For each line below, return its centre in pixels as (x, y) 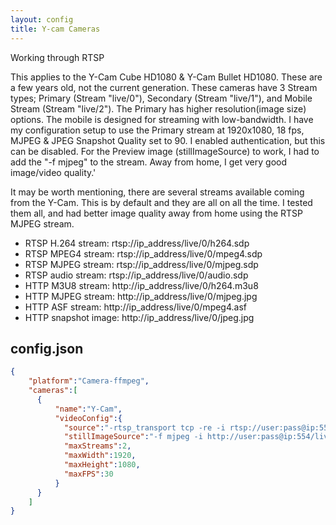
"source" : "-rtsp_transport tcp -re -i (144, 427)
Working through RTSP (57, 57)
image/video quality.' (53, 172)
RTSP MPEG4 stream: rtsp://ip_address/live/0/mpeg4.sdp (143, 253)
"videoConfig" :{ (88, 418)
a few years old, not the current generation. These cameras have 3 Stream (164, 87)
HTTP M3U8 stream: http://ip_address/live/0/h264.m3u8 (141, 285)
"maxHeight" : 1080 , (102, 465)
